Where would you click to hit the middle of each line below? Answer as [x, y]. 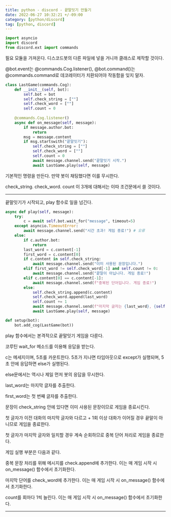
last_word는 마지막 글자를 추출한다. [40, 385]
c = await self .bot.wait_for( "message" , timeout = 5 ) [80, 221]
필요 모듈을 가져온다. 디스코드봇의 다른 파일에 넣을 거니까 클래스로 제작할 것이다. [85, 58]
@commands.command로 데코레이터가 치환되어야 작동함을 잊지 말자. [75, 75]
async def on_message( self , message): [55, 123]
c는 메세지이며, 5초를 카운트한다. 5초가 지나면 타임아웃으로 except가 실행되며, [83, 357]
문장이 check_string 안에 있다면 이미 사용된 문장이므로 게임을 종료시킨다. [78, 407]
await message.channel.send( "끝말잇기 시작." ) [79, 160]
